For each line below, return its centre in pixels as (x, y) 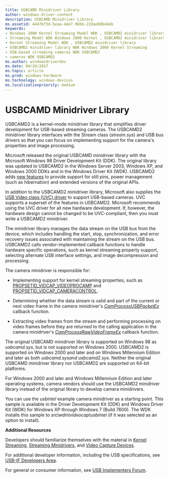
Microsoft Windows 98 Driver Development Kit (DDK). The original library (81, 161)
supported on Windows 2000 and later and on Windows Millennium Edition (83, 352)
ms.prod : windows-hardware (33, 76)
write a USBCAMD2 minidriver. (37, 219)
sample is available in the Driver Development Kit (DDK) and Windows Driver (84, 404)
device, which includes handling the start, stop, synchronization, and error (82, 234)
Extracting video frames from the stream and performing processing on (87, 321)
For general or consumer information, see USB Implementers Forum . (76, 470)
